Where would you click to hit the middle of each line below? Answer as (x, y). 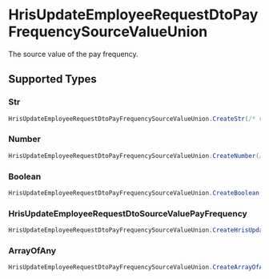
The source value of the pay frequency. (73, 54)
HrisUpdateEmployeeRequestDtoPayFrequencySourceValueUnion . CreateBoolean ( (136, 193)
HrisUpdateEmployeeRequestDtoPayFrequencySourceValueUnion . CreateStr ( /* (132, 119)
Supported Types (53, 79)
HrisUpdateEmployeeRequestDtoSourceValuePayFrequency (128, 213)
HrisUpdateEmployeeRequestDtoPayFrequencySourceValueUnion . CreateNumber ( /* (137, 156)
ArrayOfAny (32, 250)
